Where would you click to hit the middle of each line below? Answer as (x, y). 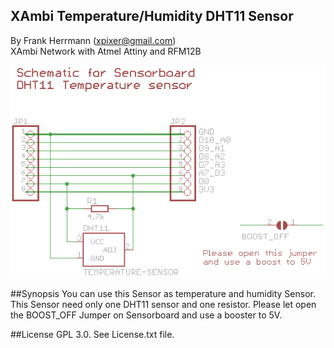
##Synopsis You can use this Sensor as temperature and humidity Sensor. (163, 293)
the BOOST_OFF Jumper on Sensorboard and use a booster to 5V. (146, 315)
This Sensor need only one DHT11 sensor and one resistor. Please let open (163, 304)
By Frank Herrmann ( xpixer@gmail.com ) (93, 40)
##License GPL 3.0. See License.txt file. (92, 334)
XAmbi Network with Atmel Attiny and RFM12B (106, 51)
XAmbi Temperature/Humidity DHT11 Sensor (152, 16)
